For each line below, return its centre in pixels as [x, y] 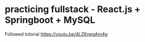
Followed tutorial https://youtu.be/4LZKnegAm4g [56, 34]
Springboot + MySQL [50, 20]
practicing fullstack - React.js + [73, 9]
